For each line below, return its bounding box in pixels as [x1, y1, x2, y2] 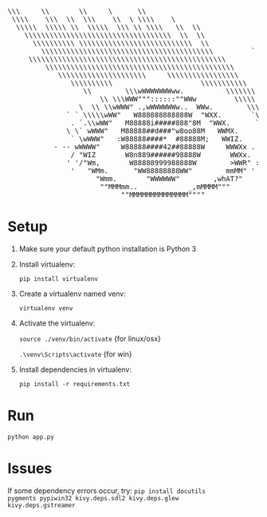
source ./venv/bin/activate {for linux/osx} [18, 333, 161, 343]
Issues [7, 460, 53, 478]
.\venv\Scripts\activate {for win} [18, 349, 132, 358]
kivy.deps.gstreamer [7, 501, 77, 509]
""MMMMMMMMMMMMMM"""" [120, 191, 206, 199]
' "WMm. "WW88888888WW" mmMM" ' [70, 167, 256, 175]
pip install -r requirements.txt [18, 380, 131, 388]
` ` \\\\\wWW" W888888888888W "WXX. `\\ [66, 111, 265, 119]
